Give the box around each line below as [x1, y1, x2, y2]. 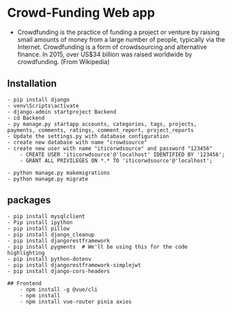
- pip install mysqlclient [7, 212, 85, 220]
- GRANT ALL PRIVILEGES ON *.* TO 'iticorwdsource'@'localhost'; [19, 157, 213, 164]
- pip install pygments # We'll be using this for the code [7, 243, 188, 250]
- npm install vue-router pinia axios [19, 298, 132, 305]
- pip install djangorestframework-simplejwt [7, 261, 141, 269]
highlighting [7, 249, 45, 256]
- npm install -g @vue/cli [19, 286, 98, 293]
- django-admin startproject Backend [7, 108, 117, 116]
